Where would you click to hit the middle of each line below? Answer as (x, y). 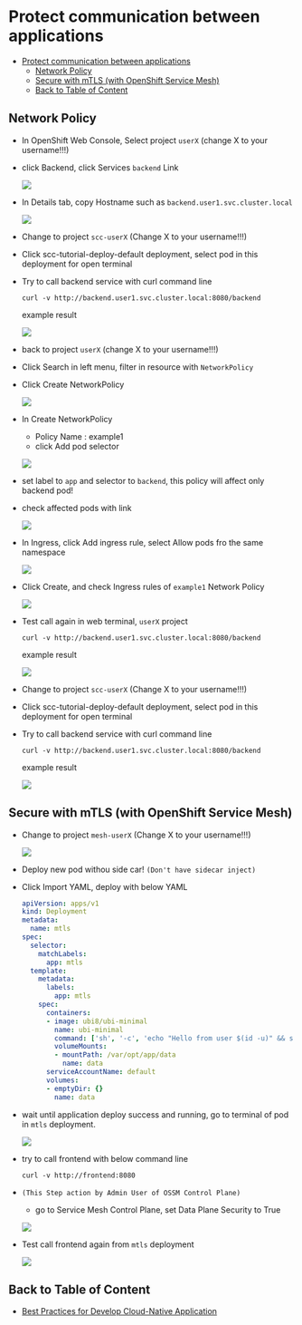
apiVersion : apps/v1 (60, 904)
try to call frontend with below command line (105, 1158)
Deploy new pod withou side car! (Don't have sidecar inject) (139, 869)
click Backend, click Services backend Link (100, 167)
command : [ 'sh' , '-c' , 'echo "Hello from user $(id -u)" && (170, 1038)
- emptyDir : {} (75, 1088)
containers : (68, 1012)
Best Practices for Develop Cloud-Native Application (119, 1311)
